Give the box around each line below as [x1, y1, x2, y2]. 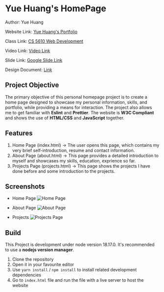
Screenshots [5, 182, 45, 190]
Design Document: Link [5, 67, 52, 73]
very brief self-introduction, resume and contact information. [12, 147, 135, 153]
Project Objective [5, 81, 59, 89]
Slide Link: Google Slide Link [5, 57, 63, 63]
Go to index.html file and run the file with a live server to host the [12, 277, 144, 283]
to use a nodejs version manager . [5, 247, 74, 253]
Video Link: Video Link [5, 48, 50, 53]
